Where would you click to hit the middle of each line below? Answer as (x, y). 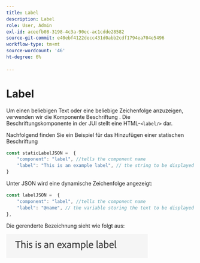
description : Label (31, 19)
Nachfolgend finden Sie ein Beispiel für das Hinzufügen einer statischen (95, 135)
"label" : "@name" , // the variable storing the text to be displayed (106, 208)
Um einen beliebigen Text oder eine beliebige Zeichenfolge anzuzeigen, (95, 110)
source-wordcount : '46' (36, 51)
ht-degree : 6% (24, 57)
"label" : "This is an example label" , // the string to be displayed (106, 166)
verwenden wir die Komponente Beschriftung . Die (68, 116)
